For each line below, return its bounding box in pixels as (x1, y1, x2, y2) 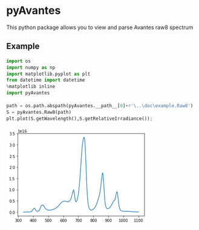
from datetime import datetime (6, 77, 85, 84)
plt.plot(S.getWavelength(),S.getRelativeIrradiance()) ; (6, 116, 153, 122)
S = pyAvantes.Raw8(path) (6, 109, 71, 115)
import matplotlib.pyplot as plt (6, 71, 91, 77)
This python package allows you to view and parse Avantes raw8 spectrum (6, 24, 194, 31)
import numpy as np (6, 64, 56, 70)
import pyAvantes (6, 90, 50, 96)
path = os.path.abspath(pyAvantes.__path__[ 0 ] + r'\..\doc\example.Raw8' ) (6, 102, 194, 109)
